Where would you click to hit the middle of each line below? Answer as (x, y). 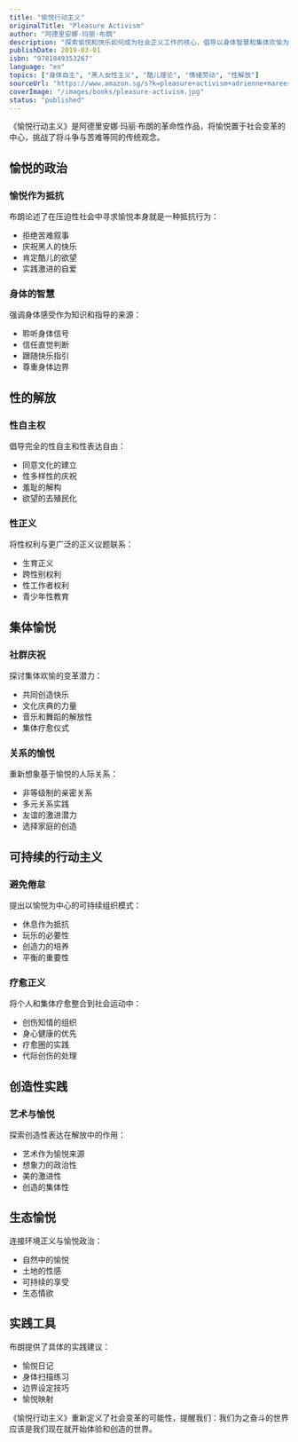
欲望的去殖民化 (49, 499)
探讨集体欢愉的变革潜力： (56, 676)
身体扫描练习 (45, 1376)
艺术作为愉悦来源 (53, 1154)
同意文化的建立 (49, 465)
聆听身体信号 (45, 334)
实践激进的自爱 (49, 269)
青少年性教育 (45, 596)
